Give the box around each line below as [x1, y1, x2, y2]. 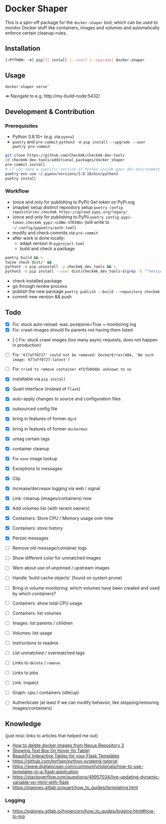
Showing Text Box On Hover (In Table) [12, 748, 90, 754]
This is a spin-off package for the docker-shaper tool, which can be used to [5, 19, 158, 25]
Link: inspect [12, 680, 39, 686]
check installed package [12, 278, 62, 284]
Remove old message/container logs [12, 545, 87, 551]
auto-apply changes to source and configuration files [12, 396, 121, 402]
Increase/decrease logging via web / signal [12, 485, 100, 491]
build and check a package [19, 245, 75, 251]
